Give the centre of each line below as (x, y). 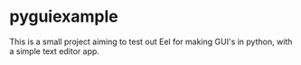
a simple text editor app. (54, 51)
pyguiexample (64, 17)
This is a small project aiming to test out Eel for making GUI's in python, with (151, 42)
